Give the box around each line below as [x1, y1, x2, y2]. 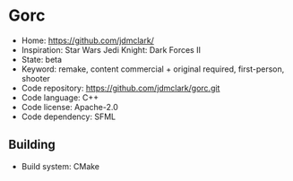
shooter [21, 73, 51, 83]
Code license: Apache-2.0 [21, 101, 118, 112]
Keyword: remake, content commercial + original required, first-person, [21, 64, 285, 74]
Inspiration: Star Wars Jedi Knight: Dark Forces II [21, 44, 201, 55]
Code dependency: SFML [21, 111, 116, 122]
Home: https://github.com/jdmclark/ [21, 35, 154, 46]
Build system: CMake [21, 160, 100, 171]
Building [8, 137, 56, 152]
